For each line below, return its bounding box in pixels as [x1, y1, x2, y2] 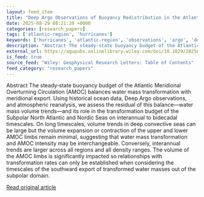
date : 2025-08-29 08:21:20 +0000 [6, 20, 91, 26]
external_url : [6, 48, 42, 55]
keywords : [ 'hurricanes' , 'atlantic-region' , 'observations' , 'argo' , [6, 37, 189, 43]
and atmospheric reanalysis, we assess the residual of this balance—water [6, 101, 194, 109]
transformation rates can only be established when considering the [6, 159, 174, 167]
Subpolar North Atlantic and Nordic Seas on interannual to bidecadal [6, 114, 178, 121]
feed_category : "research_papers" [6, 65, 94, 72]
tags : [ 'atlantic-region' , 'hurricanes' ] [6, 32, 113, 38]
